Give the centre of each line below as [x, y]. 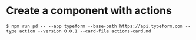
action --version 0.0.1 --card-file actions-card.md [85, 31]
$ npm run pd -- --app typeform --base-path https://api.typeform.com [94, 26]
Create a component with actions [89, 11]
